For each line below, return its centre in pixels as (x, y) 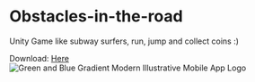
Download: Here (40, 58)
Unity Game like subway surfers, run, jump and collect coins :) (124, 41)
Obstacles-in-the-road (96, 16)
